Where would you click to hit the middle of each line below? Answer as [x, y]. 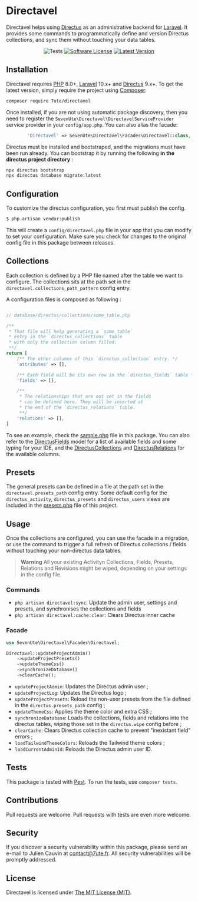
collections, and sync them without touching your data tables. [81, 39]
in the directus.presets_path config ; [60, 705]
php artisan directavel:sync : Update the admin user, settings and [96, 603]
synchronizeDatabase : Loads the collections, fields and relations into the [101, 718]
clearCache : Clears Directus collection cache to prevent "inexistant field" [103, 730]
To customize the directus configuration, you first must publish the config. [96, 208]
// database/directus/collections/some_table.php [68, 315]
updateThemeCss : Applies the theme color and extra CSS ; [83, 711]
